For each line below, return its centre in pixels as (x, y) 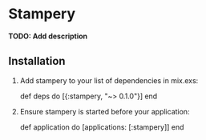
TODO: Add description (48, 36)
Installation (37, 61)
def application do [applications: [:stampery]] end (102, 127)
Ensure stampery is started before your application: (105, 111)
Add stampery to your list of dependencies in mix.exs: (109, 80)
